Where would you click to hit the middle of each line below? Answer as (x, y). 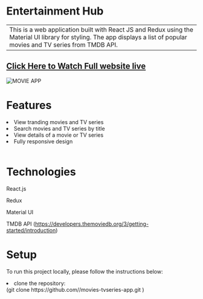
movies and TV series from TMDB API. (63, 45)
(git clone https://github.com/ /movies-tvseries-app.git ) (75, 289)
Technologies (41, 172)
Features (29, 105)
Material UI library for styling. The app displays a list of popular (98, 37)
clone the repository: (40, 283)
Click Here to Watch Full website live (76, 66)
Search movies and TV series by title (60, 128)
